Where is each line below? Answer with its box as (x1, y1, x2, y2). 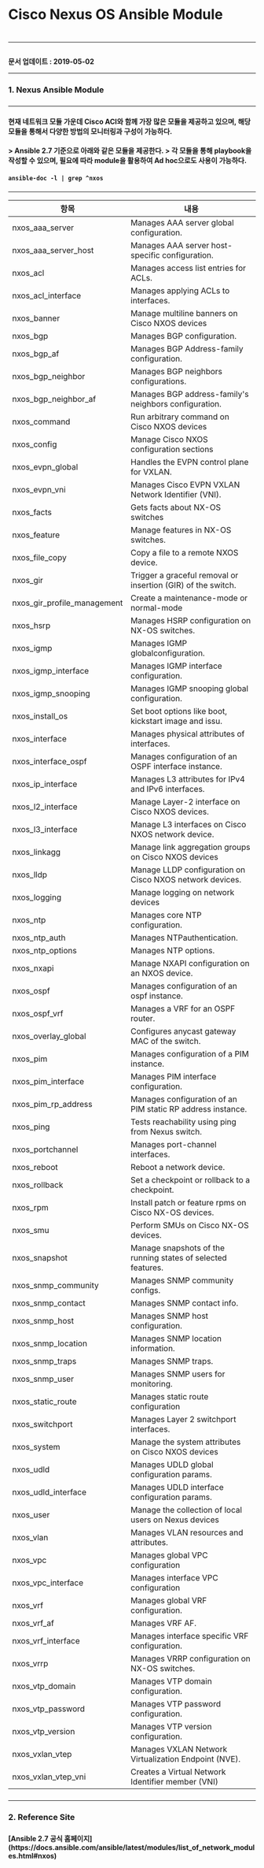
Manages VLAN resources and (130, 1527, 244, 1538)
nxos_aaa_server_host (12, 244, 94, 255)
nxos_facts (12, 507, 53, 518)
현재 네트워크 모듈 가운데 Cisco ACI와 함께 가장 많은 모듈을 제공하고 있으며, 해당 (8, 117, 251, 126)
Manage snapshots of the (130, 1242, 225, 1253)
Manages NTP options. (130, 945, 215, 956)
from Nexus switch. (130, 1126, 203, 1137)
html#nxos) (18, 1851, 57, 1861)
